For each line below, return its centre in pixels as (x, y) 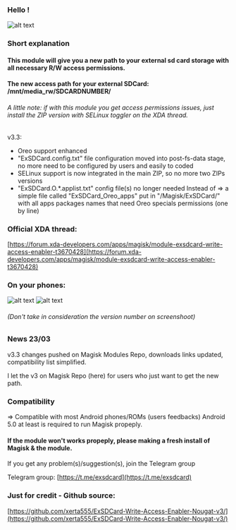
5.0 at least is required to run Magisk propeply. (75, 424)
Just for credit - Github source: (62, 495)
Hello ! (19, 10)
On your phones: (37, 285)
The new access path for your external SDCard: (78, 84)
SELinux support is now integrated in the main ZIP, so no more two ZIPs (121, 173)
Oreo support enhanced (52, 150)
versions (30, 181)
